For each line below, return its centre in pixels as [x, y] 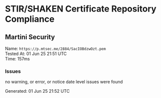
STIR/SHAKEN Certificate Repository [81, 9]
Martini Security [30, 37]
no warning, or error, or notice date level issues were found [64, 82]
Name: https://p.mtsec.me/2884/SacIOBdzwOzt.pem [56, 49]
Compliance [30, 19]
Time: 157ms [17, 59]
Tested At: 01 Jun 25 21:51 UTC [36, 54]
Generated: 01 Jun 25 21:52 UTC [37, 91]
